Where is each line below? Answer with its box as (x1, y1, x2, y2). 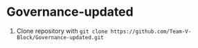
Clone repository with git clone (16, 27, 108, 35)
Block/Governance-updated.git (16, 34, 105, 41)
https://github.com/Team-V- (110, 28, 192, 35)
